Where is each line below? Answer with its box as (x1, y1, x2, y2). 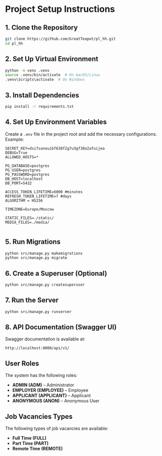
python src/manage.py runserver (5, 309, 72, 314)
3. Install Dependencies (5, 91, 80, 99)
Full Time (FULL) (12, 435, 47, 441)
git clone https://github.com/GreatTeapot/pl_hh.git (5, 36, 116, 41)
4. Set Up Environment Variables (5, 118, 107, 126)
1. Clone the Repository (5, 23, 78, 32)
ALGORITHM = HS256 (5, 198, 43, 203)
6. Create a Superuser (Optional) (5, 269, 107, 278)
